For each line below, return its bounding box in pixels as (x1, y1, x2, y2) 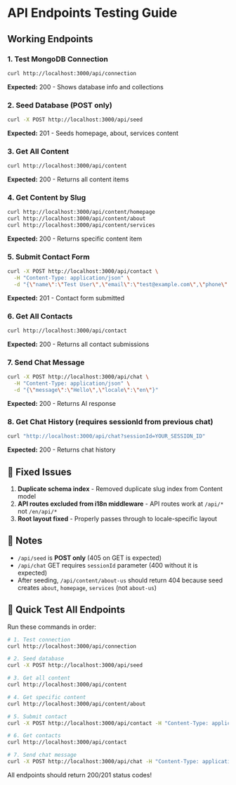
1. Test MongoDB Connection (7, 54, 109, 64)
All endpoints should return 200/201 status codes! (7, 770, 152, 779)
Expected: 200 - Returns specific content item (7, 234, 143, 243)
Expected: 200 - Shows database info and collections (7, 82, 164, 91)
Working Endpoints (7, 33, 93, 45)
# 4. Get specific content (7, 694, 86, 701)
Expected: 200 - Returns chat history (7, 445, 116, 454)
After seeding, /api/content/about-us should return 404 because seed (17, 575, 223, 585)
